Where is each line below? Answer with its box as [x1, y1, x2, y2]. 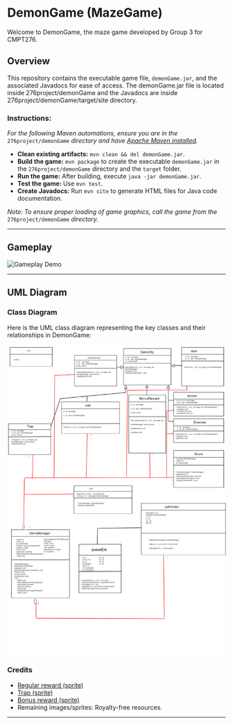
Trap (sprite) [17, 688, 53, 697]
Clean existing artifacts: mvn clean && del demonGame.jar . [17, 150, 185, 158]
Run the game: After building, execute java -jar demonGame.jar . [17, 172, 202, 181]
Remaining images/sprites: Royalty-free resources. [17, 703, 163, 711]
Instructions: [7, 113, 52, 123]
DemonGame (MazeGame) [7, 5, 163, 21]
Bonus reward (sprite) [17, 696, 80, 704]
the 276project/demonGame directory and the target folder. [17, 165, 182, 173]
